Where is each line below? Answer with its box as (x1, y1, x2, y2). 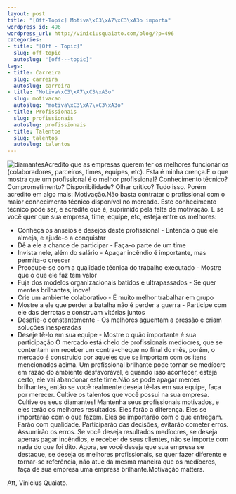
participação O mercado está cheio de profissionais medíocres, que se (17, 338, 223, 346)
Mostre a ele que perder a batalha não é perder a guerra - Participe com (17, 301, 227, 309)
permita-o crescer (17, 256, 70, 264)
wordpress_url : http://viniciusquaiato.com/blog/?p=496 (7, 30, 174, 37)
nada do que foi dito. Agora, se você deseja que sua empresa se (17, 443, 204, 451)
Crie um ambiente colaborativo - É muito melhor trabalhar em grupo (17, 293, 214, 302)
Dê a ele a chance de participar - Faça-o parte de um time (17, 241, 186, 249)
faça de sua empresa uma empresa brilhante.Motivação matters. (17, 465, 205, 474)
